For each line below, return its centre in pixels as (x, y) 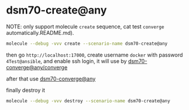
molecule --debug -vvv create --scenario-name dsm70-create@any (87, 44)
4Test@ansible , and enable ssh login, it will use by (66, 61)
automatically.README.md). (40, 32)
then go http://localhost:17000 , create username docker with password (94, 55)
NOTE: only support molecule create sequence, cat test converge (85, 26)
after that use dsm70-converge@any (51, 79)
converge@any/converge (37, 67)
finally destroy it (26, 90)
